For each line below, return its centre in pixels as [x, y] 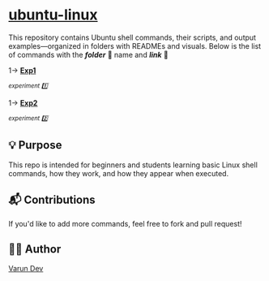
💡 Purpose [35, 145]
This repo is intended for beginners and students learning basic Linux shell [133, 165]
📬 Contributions [52, 200]
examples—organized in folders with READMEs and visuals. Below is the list [135, 45]
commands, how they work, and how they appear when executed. [119, 173]
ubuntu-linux [53, 15]
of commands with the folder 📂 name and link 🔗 [88, 54]
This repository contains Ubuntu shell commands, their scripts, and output [132, 37]
